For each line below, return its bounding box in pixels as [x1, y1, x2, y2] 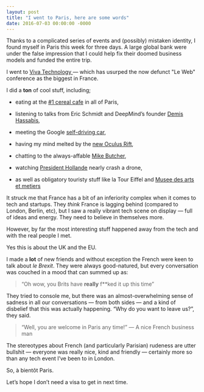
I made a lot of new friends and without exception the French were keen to [6, 256, 194, 263]
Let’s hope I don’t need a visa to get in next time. [6, 379, 128, 386]
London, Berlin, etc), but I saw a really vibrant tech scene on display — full [6, 207, 193, 214]
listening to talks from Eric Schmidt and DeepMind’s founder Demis [15, 111, 184, 118]
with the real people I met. [6, 232, 72, 239]
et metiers [15, 183, 41, 190]
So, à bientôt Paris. [6, 367, 54, 374]
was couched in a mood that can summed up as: [6, 269, 128, 276]
